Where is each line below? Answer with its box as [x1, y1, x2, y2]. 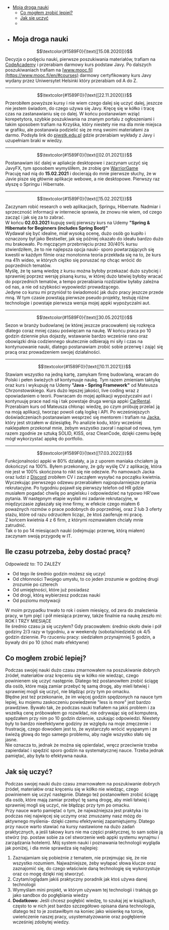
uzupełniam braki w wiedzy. [5, 137, 63, 143]
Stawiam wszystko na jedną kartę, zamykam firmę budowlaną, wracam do [5, 371, 159, 377]
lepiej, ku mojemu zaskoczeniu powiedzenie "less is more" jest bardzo [5, 699, 151, 705]
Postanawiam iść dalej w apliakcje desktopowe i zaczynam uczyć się [5, 160, 148, 166]
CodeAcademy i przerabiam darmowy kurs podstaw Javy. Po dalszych [5, 61, 152, 68]
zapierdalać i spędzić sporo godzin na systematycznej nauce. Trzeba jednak [5, 748, 164, 754]
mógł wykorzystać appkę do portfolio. [5, 435, 84, 441]
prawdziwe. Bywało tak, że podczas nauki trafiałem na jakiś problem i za [5, 705, 155, 711]
